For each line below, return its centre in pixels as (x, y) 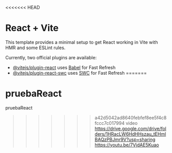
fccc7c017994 (110, 123)
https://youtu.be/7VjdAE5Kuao (127, 145)
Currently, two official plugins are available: (51, 57)
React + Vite (32, 28)
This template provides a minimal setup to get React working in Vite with (82, 42)
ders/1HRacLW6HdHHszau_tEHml (130, 134)
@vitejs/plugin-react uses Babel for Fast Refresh (64, 67)
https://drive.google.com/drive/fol (131, 128)
